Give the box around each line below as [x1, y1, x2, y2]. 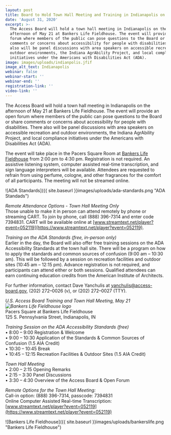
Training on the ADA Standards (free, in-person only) [5, 234, 117, 240]
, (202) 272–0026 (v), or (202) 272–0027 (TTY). [26, 287, 127, 294]
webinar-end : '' [5, 79, 40, 84]
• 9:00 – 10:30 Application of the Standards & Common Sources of [5, 334, 145, 340]
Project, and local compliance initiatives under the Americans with [5, 135, 144, 141]
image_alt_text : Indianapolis [5, 64, 70, 70]
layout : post [5, 7, 33, 13]
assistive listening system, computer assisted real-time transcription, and [5, 161, 159, 167]
